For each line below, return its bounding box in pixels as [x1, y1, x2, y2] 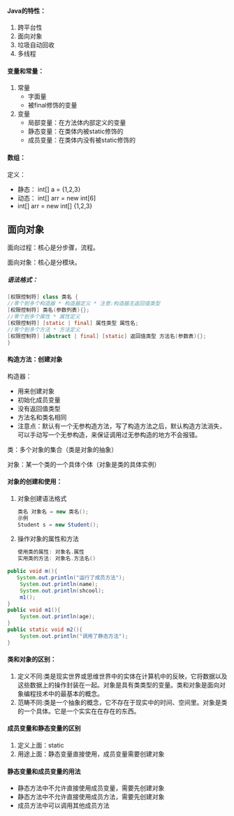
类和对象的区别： [7, 655, 57, 664]
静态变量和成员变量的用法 [7, 767, 81, 775]
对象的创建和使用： [7, 477, 63, 486]
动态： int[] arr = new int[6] [17, 194, 96, 202]
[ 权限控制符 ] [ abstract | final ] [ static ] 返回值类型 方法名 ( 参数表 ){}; [7, 333, 207, 340]
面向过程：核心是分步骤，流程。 [7, 243, 99, 252]
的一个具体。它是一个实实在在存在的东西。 [17, 706, 140, 715]
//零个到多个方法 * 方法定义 [7, 326, 80, 333]
